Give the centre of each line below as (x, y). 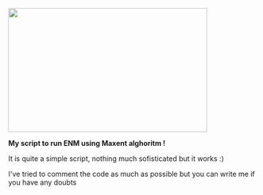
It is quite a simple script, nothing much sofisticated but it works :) (116, 159)
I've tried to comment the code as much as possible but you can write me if (132, 174)
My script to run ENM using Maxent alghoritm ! (87, 143)
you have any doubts (43, 182)
